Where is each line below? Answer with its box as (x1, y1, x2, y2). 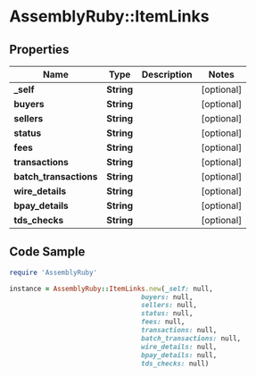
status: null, (141, 309, 194, 318)
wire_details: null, (141, 342, 218, 351)
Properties (9, 42, 70, 57)
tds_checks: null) (141, 359, 210, 368)
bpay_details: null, (141, 350, 218, 359)
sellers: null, (141, 301, 198, 310)
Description (141, 69, 193, 80)
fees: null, (141, 317, 186, 327)
